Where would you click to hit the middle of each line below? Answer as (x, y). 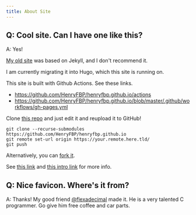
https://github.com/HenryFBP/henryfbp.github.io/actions (83, 95)
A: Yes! (15, 49)
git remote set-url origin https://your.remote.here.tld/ (78, 139)
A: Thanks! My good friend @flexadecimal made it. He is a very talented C (95, 199)
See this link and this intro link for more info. (59, 167)
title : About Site (28, 11)
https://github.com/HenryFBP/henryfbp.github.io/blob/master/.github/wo (102, 101)
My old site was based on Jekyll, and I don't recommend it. (77, 61)
